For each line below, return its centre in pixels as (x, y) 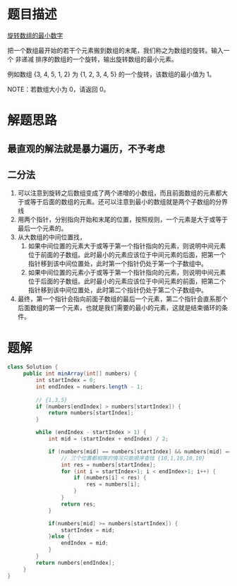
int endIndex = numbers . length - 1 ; (89, 387)
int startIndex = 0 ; (66, 381)
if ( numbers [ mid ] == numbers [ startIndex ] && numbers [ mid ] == (140, 452)
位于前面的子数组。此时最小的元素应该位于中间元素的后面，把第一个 (127, 255)
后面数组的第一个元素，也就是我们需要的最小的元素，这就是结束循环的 (120, 308)
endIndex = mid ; (85, 543)
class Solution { (33, 367)
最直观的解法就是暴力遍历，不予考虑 (86, 149)
